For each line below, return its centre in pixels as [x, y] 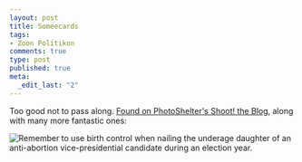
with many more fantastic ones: [68, 120]
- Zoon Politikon [42, 43]
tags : [19, 34]
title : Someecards [44, 26]
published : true [40, 69]
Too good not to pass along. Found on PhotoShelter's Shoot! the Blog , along [151, 110]
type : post [30, 60]
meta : [19, 77]
